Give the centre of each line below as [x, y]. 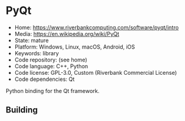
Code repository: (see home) [51, 60]
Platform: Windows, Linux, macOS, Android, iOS [75, 47]
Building [22, 110]
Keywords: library [37, 53]
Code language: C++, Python [51, 66]
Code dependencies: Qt [45, 79]
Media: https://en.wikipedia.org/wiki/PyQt [67, 33]
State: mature [32, 40]
